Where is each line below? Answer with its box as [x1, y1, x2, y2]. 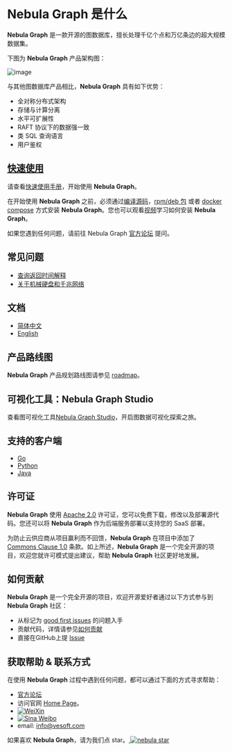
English [17, 329, 39, 338]
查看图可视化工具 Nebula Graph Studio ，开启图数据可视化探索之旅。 [7, 413, 201, 421]
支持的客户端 [7, 435, 62, 447]
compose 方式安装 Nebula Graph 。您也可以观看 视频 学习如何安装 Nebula [7, 205, 216, 214]
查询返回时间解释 [17, 271, 66, 279]
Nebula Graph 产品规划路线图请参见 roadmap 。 [7, 371, 144, 379]
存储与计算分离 [17, 105, 60, 114]
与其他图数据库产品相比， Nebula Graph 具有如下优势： [7, 82, 165, 90]
